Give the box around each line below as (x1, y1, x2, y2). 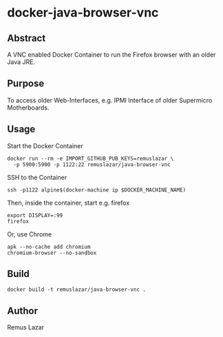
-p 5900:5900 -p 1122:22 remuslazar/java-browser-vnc (13, 161, 171, 168)
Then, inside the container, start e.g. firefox (7, 198, 130, 207)
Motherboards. (7, 103, 50, 112)
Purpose (7, 78, 45, 90)
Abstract (7, 32, 46, 44)
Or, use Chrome (7, 229, 52, 238)
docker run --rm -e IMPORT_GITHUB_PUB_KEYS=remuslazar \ (7, 155, 174, 162)
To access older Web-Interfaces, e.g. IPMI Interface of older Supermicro (7, 96, 213, 104)
